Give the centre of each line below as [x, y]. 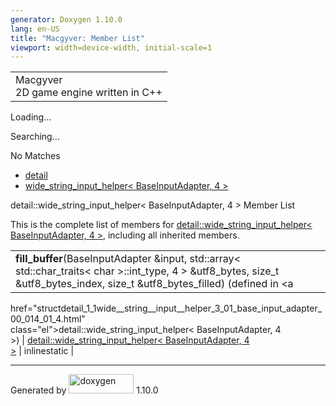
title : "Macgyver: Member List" [77, 38]
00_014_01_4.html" [48, 319]
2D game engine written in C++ [89, 93]
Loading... [31, 117]
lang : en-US [35, 29]
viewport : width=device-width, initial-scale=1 [111, 47]
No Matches [35, 156]
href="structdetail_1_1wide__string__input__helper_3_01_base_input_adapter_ [166, 308]
